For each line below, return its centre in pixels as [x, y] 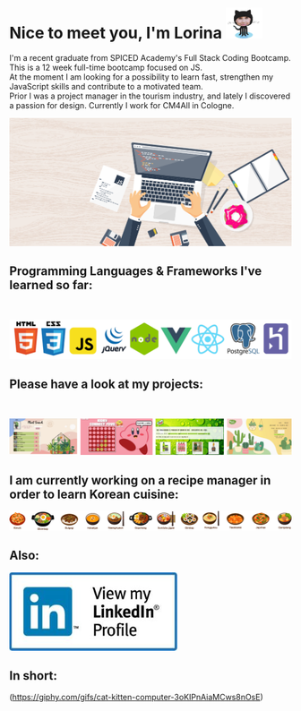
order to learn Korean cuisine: [94, 494]
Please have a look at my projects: [107, 385]
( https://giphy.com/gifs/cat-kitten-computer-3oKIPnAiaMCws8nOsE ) [137, 698]
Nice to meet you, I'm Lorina [116, 33]
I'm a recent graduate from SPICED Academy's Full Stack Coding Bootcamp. [150, 57]
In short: [34, 676]
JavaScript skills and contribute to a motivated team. [106, 86]
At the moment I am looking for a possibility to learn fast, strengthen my [142, 77]
